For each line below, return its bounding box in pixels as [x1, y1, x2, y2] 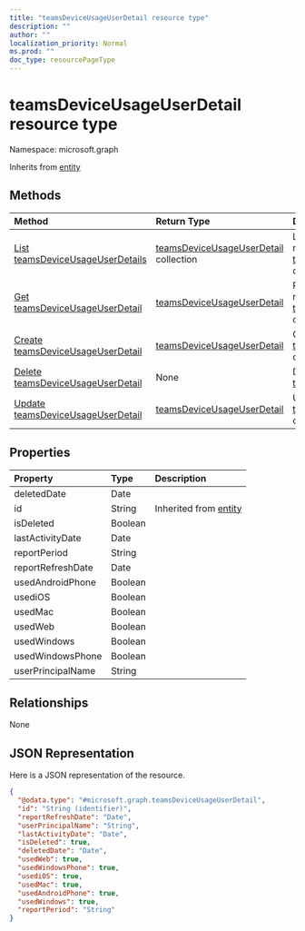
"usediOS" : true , [17, 871, 84, 881]
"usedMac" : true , [17, 880, 84, 889]
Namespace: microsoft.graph [9, 144, 119, 154]
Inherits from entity [9, 161, 81, 173]
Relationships [9, 695, 89, 710]
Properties [9, 445, 71, 461]
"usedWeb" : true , [17, 855, 84, 864]
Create [14, 333, 44, 346]
